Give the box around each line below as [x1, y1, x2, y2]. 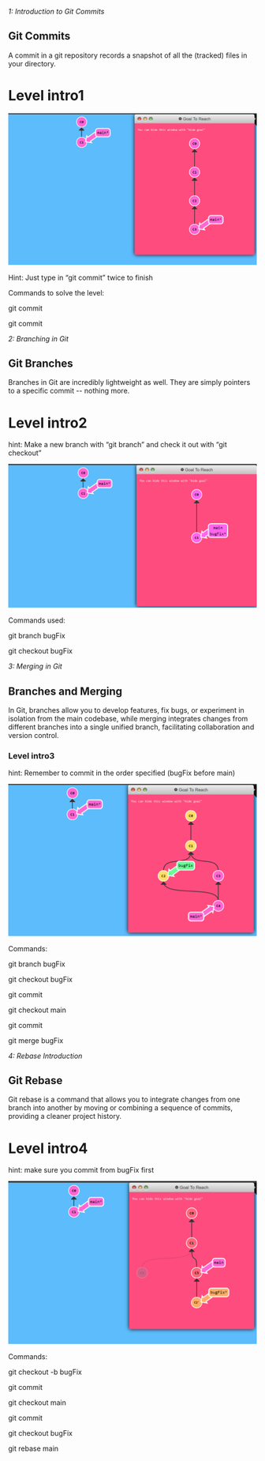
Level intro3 [8, 751, 55, 762]
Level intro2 [8, 414, 88, 431]
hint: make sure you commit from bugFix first [8, 1165, 155, 1175]
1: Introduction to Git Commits [8, 7, 105, 16]
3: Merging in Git [8, 661, 63, 671]
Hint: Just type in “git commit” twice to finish [8, 273, 154, 282]
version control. [8, 731, 59, 740]
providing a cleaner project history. [8, 1112, 122, 1121]
